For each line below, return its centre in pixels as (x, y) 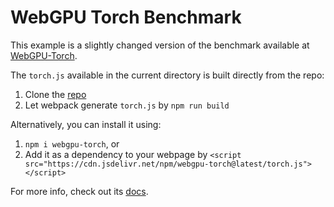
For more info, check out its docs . (79, 191)
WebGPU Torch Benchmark (126, 17)
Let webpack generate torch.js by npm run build (127, 105)
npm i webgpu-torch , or (72, 143)
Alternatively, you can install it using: (86, 124)
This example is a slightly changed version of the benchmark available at (160, 45)
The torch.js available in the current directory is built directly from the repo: (167, 75)
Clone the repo (55, 94)
